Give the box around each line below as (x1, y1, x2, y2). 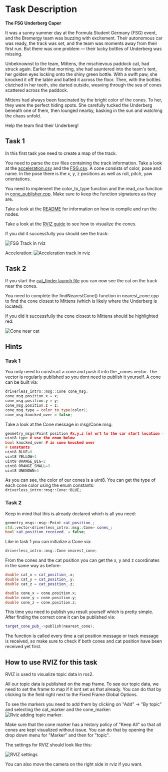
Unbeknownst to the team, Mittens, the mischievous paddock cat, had (5, 60, 149, 66)
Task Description (5, 3, 77, 15)
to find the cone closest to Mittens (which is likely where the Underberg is (5, 298, 157, 304)
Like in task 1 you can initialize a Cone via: (5, 539, 91, 545)
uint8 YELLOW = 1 (5, 454, 37, 459)
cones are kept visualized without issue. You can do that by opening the (5, 727, 153, 733)
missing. (5, 51, 22, 57)
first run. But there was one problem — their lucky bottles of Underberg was (5, 45, 162, 51)
